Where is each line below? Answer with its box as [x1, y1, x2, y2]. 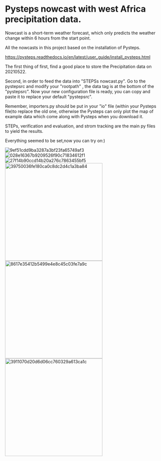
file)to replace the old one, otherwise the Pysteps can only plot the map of [5, 108, 154, 114]
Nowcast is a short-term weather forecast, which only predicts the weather [5, 30, 156, 36]
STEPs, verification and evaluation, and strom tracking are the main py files [5, 123, 156, 129]
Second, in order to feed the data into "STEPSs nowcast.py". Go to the [5, 78, 146, 84]
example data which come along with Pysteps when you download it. [5, 113, 143, 119]
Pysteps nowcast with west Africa [5, 3, 146, 15]
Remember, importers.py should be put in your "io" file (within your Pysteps [5, 103, 157, 109]
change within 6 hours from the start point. [5, 35, 91, 41]
